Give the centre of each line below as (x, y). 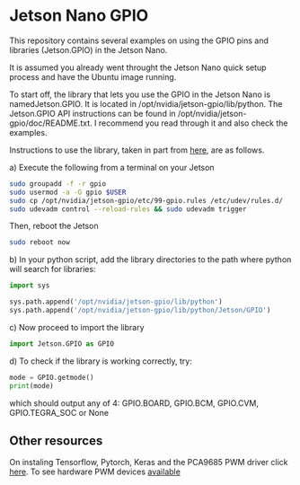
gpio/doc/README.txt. (51, 123)
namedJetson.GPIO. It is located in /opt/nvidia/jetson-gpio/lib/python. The (146, 103)
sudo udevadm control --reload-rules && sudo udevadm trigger (128, 209)
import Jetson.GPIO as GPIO (62, 344)
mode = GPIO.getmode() (52, 377)
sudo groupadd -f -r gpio (57, 184)
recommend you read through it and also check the (193, 123)
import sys (30, 286)
